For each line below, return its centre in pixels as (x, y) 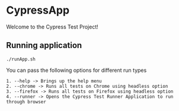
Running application (44, 45)
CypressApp (38, 10)
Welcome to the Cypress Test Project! (52, 27)
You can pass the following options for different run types (76, 70)
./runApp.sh (21, 59)
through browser (26, 102)
